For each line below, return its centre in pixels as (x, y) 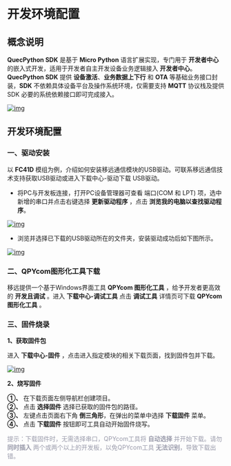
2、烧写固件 (24, 384)
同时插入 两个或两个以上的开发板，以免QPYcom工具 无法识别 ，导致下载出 (112, 447)
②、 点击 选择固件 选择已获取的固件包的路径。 (74, 407)
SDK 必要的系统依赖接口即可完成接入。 (63, 94)
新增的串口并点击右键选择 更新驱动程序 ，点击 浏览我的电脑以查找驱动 (116, 201)
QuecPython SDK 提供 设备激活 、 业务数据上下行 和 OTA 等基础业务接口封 (113, 77)
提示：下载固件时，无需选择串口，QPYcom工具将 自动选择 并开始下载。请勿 (115, 439)
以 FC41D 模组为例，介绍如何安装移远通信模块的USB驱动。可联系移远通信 (112, 169)
